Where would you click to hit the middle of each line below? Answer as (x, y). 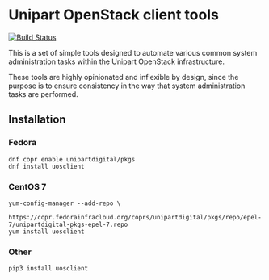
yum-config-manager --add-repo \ (65, 203)
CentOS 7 (27, 186)
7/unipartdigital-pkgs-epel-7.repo (68, 224)
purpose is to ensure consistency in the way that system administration (127, 86)
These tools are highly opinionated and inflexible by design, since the (124, 77)
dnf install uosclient (46, 166)
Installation (37, 120)
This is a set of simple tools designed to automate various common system (133, 52)
